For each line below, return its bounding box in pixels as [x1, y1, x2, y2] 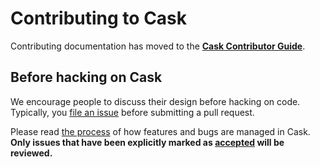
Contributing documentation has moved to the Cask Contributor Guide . [10, 40, 306, 52]
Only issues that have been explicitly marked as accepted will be [10, 136, 285, 148]
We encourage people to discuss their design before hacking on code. [10, 95, 301, 107]
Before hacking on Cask [10, 69, 163, 86]
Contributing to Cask [10, 7, 188, 30]
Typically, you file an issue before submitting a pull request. [10, 106, 255, 118]
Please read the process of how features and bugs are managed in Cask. [10, 125, 311, 137]
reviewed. [10, 147, 53, 159]
